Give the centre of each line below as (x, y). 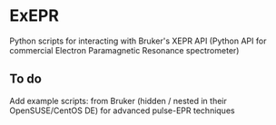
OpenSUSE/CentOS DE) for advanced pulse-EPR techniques (122, 111)
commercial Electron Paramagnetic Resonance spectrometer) (124, 50)
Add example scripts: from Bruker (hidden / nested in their (118, 101)
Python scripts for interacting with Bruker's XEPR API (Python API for (138, 41)
